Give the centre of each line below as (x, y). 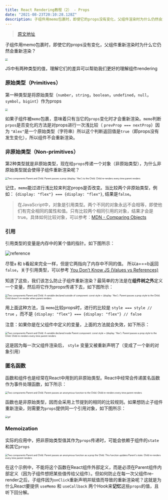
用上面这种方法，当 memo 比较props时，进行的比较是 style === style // (79, 308)
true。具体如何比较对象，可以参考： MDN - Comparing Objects (82, 217)
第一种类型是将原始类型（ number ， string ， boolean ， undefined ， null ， (78, 95)
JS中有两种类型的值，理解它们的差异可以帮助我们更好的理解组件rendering (81, 69)
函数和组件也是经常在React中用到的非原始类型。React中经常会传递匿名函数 (83, 378)
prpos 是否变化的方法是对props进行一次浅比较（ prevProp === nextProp (78, 125)
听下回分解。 (18, 492)
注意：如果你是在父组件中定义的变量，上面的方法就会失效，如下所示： (77, 325)
